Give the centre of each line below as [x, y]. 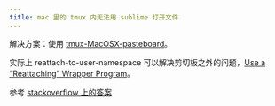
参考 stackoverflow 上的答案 [61, 92]
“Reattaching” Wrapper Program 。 [72, 73]
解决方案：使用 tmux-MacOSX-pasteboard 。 [91, 43]
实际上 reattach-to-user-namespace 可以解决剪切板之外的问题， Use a [137, 62]
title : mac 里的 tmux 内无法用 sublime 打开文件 [94, 17]
